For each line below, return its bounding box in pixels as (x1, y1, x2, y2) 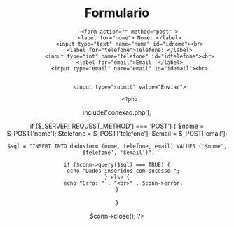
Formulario (84, 5, 150, 21)
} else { (104, 174, 130, 181)
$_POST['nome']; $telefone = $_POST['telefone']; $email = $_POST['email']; (6, 129, 228, 138)
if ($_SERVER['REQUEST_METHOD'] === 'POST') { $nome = (29, 122, 205, 130)
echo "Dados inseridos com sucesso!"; (67, 167, 180, 174)
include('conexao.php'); (82, 108, 152, 117)
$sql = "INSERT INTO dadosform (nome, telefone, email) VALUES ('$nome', (7, 143, 227, 150)
